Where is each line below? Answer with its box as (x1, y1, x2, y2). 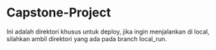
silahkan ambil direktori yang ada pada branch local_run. (6, 34, 167, 42)
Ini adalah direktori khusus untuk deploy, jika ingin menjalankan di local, (6, 27, 210, 36)
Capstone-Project (6, 5, 111, 21)
